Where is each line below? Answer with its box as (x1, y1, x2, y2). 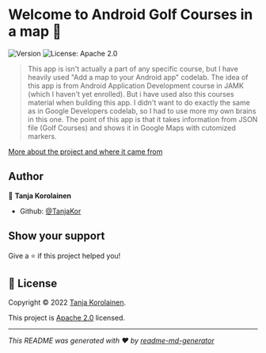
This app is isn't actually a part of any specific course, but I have (27, 63, 239, 73)
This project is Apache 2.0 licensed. (8, 313, 125, 323)
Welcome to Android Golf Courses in (8, 6, 253, 24)
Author (8, 170, 44, 183)
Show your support (8, 229, 105, 243)
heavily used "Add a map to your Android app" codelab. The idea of (27, 72, 249, 82)
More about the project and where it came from (8, 147, 163, 156)
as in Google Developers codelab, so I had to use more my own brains (27, 106, 256, 116)
